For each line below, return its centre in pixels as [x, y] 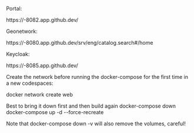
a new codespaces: [30, 83]
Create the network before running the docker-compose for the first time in [97, 77]
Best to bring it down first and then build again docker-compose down [91, 106]
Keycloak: [18, 54]
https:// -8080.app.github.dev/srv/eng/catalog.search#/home [80, 43]
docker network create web [40, 94]
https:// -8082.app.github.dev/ [42, 20]
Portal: [14, 9]
